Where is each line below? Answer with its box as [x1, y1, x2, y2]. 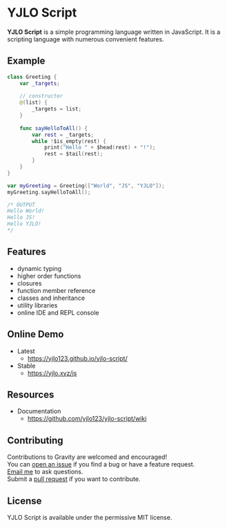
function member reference [17, 286, 96, 294]
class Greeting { [7, 73, 57, 80]
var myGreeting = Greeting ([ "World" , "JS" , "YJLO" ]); [7, 182, 166, 189]
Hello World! [7, 207, 45, 215]
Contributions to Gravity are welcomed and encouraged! [7, 453, 168, 461]
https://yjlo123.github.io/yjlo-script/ [27, 354, 128, 362]
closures [17, 279, 42, 287]
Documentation [17, 407, 61, 415]
